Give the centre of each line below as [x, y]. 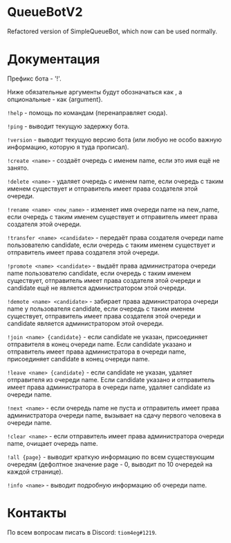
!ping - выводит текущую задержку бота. [68, 126]
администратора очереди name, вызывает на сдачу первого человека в [114, 415]
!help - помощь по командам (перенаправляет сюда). [87, 112]
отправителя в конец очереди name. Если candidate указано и [99, 344]
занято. [18, 168]
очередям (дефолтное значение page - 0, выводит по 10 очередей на [110, 464]
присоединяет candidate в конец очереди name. [78, 359]
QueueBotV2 [45, 12]
